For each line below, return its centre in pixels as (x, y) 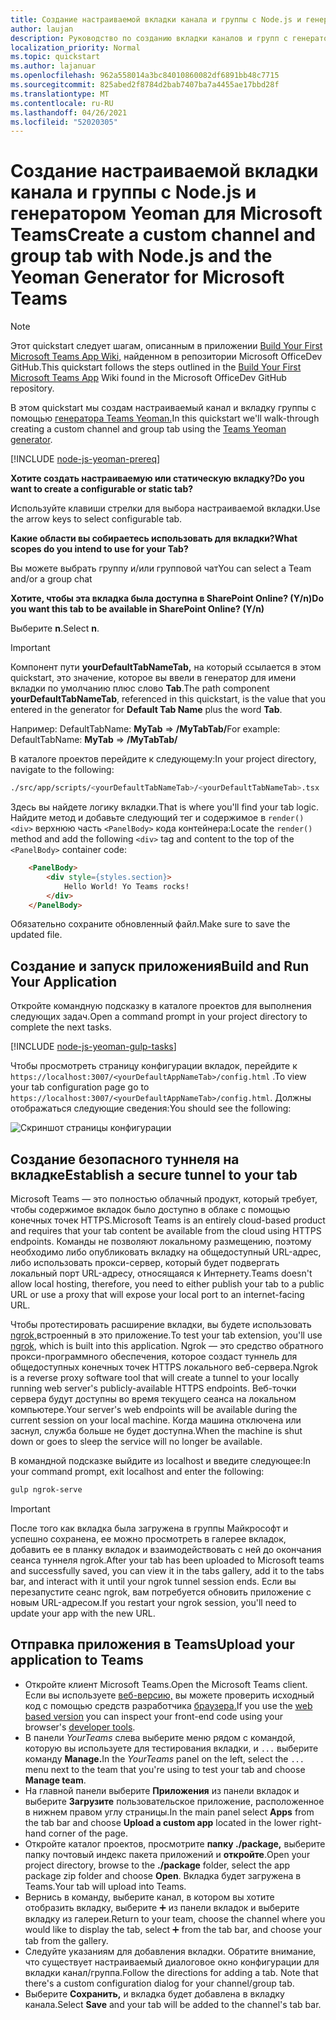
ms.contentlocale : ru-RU (62, 103)
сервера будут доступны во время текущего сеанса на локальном (153, 1399)
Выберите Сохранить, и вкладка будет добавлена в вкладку (154, 1993)
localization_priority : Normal (75, 47)
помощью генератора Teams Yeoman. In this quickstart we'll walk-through (165, 418)
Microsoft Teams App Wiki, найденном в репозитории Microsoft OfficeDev (166, 357)
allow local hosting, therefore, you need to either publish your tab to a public (167, 1284)
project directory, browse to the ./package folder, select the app (157, 1865)
